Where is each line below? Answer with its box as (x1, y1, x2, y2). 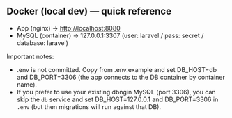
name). (16, 80, 38, 89)
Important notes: (6, 52, 54, 60)
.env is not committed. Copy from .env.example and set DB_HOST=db (16, 65, 217, 74)
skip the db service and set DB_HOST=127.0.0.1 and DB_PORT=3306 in (16, 95, 219, 103)
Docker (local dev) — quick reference (6, 6, 172, 17)
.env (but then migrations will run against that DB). (16, 102, 162, 110)
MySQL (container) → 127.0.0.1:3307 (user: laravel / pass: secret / (16, 31, 204, 40)
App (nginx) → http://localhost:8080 (16, 24, 121, 32)
